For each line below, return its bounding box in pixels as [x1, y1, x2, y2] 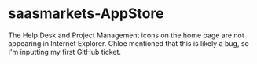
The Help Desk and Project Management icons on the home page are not [8, 30, 245, 40]
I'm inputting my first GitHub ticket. [8, 47, 122, 56]
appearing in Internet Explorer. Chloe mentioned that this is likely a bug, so [8, 38, 249, 48]
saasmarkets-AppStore [8, 5, 164, 23]
